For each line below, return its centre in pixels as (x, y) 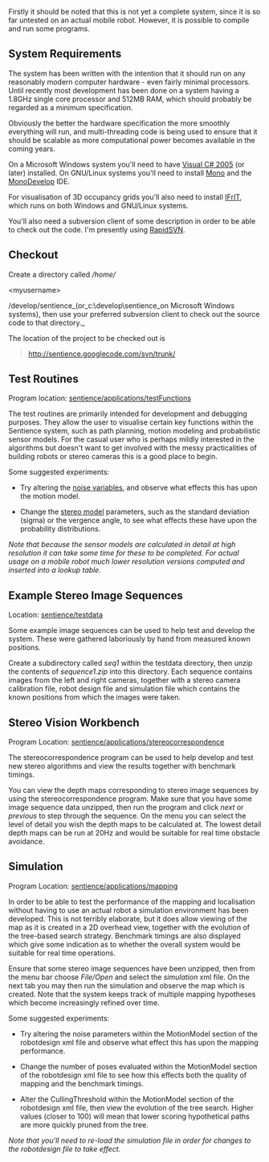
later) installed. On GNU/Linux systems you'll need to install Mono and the (130, 173)
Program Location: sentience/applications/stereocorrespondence (116, 742)
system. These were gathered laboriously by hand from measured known (129, 639)
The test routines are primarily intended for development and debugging (128, 414)
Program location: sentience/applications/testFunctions (100, 398)
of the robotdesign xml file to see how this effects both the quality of (133, 1075)
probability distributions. (60, 529)
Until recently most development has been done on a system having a (124, 90)
